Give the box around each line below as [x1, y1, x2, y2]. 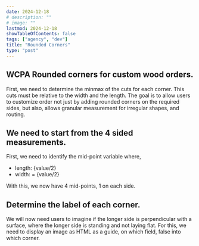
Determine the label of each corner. [6, 200, 141, 210]
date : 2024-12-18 [6, 8, 49, 15]
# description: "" [6, 14, 52, 20]
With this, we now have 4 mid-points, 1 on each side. [6, 182, 136, 189]
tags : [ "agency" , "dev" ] [6, 36, 68, 42]
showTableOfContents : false [6, 31, 76, 37]
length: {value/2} [14, 164, 57, 172]
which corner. [6, 235, 41, 242]
